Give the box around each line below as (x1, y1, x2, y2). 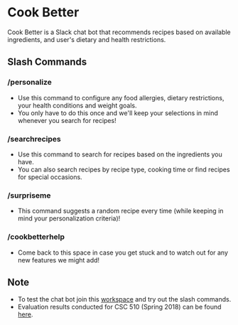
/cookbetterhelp (7, 232, 65, 242)
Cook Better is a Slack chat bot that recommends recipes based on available (7, 28, 231, 36)
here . (17, 310, 33, 319)
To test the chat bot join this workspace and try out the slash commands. (17, 295, 232, 304)
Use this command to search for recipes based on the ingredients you (17, 150, 222, 159)
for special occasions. (17, 172, 83, 181)
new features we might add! (17, 255, 100, 264)
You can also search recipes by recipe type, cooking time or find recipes (17, 165, 230, 174)
